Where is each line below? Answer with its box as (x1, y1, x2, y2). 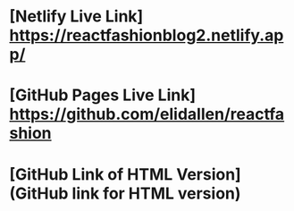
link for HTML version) (71, 183, 241, 203)
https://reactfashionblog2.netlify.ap (9, 25, 284, 46)
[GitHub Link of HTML (9, 164, 173, 184)
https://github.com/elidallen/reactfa (9, 105, 285, 124)
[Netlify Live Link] (9, 6, 144, 27)
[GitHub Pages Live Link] (9, 85, 197, 105)
